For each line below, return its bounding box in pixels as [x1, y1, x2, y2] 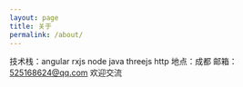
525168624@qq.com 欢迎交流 [9, 67, 123, 78]
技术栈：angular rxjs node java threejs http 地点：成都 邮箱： [9, 56, 238, 67]
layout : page [9, 13, 59, 23]
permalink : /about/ [9, 30, 84, 39]
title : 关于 [9, 22, 52, 31]
